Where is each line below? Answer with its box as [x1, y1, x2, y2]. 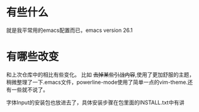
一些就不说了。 [11, 86, 49, 93]
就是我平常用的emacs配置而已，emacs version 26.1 [6, 26, 133, 34]
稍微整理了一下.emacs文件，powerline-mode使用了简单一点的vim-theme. [6, 78, 188, 86]
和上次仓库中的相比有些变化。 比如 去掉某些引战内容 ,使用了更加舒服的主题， [6, 70, 195, 78]
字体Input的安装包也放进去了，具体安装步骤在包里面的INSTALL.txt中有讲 [6, 99, 185, 106]
